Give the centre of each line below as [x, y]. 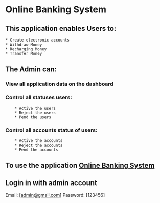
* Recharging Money [26, 49]
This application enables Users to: [61, 28]
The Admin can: [31, 69]
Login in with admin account [51, 183]
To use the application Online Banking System [80, 165]
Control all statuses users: [39, 97]
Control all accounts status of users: [51, 130]
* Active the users [35, 108]
